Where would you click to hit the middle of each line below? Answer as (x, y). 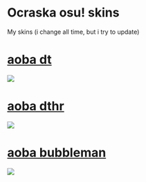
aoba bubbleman (57, 152)
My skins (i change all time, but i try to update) (73, 32)
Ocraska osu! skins (63, 13)
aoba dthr (36, 107)
